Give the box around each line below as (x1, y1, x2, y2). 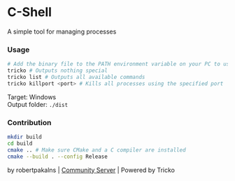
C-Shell (7, 4, 52, 20)
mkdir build (7, 133, 42, 140)
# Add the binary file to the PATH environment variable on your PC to (7, 61, 220, 68)
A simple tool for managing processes (7, 27, 117, 36)
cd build (7, 140, 33, 147)
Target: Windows (7, 92, 57, 101)
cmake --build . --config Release (7, 153, 108, 160)
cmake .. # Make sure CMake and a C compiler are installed (7, 146, 187, 154)
